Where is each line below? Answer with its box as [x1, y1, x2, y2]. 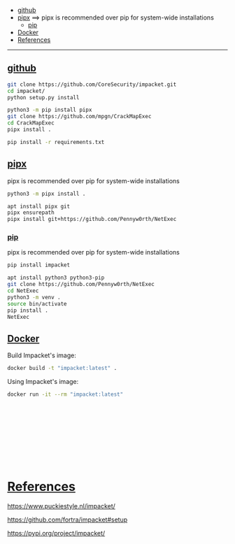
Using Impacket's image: [7, 378, 79, 386]
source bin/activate [7, 300, 68, 307]
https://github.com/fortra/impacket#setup [7, 515, 128, 524]
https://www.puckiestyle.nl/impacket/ [7, 501, 115, 510]
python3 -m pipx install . [7, 190, 86, 197]
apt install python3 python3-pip [7, 274, 105, 282]
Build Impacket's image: [7, 351, 77, 359]
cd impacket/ [7, 87, 45, 94]
